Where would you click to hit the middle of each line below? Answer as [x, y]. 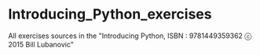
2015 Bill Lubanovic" [41, 44]
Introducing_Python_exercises [110, 14]
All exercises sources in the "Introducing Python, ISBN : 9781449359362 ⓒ [130, 36]
